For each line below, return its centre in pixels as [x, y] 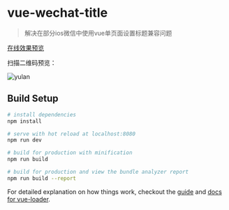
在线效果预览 [25, 47]
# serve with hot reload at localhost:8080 [72, 134]
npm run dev [24, 140]
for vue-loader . [29, 199]
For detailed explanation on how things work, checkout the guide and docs [114, 192]
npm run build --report [42, 178]
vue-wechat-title [58, 13]
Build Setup [33, 99]
